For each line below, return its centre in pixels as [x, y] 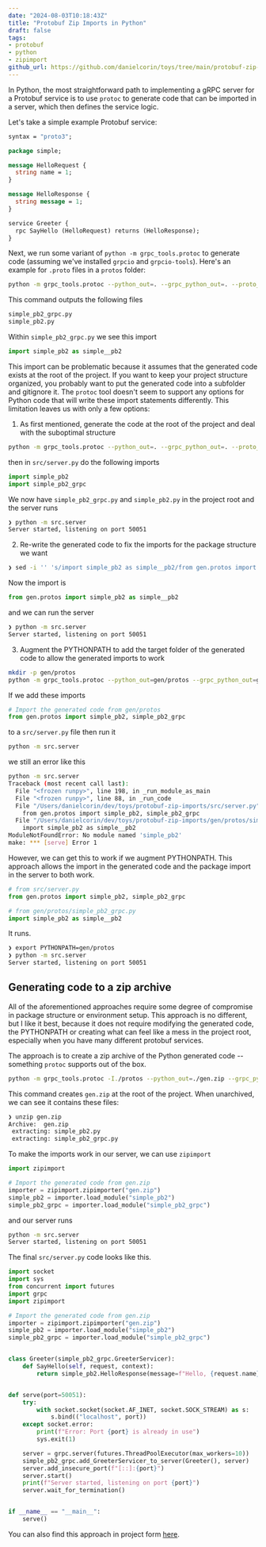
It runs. [20, 934]
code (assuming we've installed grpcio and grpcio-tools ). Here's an [120, 262]
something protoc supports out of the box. [77, 1064]
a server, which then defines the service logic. [84, 106]
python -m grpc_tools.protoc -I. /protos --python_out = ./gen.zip [116, 1079]
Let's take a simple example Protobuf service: [83, 122]
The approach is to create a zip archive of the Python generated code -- [126, 1055]
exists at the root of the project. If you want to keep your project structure [128, 374]
